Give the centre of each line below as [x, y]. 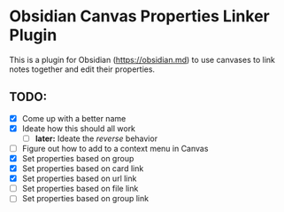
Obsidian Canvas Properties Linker [139, 16]
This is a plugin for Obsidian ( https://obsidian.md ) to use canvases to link [142, 59]
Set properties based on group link [85, 199]
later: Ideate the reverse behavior [96, 138]
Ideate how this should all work [78, 128]
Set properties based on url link [79, 178]
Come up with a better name [74, 118]
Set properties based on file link [80, 189]
